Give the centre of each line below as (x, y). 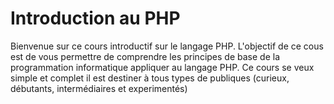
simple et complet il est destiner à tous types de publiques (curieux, (150, 78)
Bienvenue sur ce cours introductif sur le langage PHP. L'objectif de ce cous (167, 46)
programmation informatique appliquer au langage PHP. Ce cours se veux (162, 67)
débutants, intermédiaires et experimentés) (99, 88)
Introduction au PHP (95, 18)
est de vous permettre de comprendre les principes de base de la (145, 56)
